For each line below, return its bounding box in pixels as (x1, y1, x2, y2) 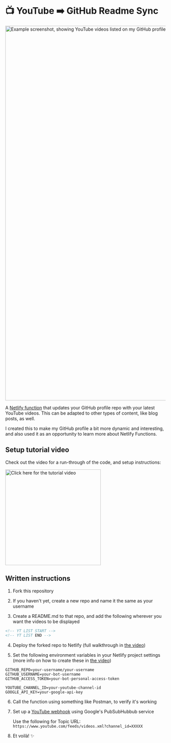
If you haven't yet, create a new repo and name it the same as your (12, 597, 153, 604)
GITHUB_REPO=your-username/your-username (5, 667, 95, 673)
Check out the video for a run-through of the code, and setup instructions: (5, 459, 161, 465)
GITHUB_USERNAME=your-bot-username (5, 672, 81, 677)
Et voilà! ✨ (12, 733, 35, 739)
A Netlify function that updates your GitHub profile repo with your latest (5, 404, 155, 411)
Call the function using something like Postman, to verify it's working (12, 699, 157, 705)
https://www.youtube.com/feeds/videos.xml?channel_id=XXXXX (12, 724, 143, 729)
